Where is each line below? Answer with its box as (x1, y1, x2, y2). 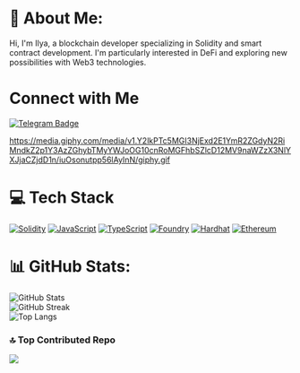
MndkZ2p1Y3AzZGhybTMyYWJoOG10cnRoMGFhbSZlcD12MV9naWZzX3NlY (9, 144, 292, 155)
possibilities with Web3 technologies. (9, 56, 147, 67)
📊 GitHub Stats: (9, 256, 132, 276)
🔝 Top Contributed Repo (9, 334, 116, 346)
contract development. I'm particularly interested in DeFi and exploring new (9, 47, 288, 57)
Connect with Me (9, 89, 140, 108)
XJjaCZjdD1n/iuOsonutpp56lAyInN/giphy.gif (9, 154, 171, 165)
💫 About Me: (9, 8, 104, 29)
